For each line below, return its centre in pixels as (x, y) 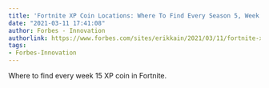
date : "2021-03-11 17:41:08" (57, 23)
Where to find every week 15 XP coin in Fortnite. (88, 76)
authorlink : (28, 38)
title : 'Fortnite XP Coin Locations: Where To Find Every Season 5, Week (134, 16)
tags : (17, 46)
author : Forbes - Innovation (57, 30)
